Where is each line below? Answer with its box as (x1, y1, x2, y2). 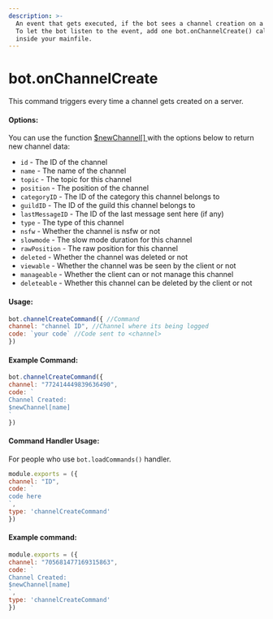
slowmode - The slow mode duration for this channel (19, 235, 193, 245)
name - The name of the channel (19, 166, 127, 175)
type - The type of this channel (19, 218, 124, 227)
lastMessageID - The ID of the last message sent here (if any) (19, 209, 225, 219)
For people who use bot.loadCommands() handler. (8, 454, 172, 464)
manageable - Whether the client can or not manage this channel (19, 270, 234, 279)
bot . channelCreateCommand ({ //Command (8, 314, 140, 323)
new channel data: (8, 141, 71, 151)
